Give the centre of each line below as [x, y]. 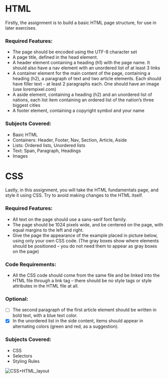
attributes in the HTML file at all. [46, 286]
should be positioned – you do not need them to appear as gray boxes [85, 246]
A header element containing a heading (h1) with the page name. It [81, 63]
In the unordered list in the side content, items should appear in [78, 321]
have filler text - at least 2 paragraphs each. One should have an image [86, 84]
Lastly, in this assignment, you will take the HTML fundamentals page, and [82, 190]
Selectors [22, 356]
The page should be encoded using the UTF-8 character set [75, 52]
